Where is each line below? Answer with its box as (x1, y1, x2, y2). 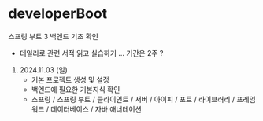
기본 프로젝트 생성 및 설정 (31, 75, 110, 84)
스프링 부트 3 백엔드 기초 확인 (8, 31, 98, 41)
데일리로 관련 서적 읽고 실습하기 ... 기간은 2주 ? (19, 48, 164, 57)
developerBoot (8, 5, 108, 23)
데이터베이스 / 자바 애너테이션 (50, 104, 142, 114)
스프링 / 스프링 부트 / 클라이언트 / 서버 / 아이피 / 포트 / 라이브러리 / (31, 94, 235, 104)
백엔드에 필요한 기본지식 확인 (31, 84, 120, 94)
